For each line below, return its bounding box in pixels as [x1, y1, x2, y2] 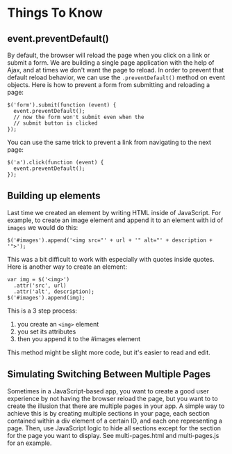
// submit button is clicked [13, 120, 98, 127]
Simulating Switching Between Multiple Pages [7, 368, 211, 380]
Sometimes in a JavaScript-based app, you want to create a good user [7, 386, 210, 395]
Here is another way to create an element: [7, 263, 127, 271]
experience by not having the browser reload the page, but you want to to [7, 394, 218, 402]
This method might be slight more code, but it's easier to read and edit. [7, 348, 210, 357]
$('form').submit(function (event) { [7, 102, 117, 109]
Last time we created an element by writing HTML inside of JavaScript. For [7, 208, 221, 217]
